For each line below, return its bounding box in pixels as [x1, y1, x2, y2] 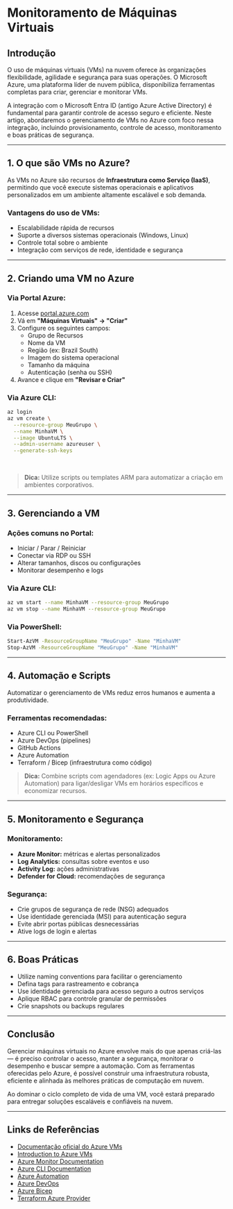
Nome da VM [27, 338, 66, 347]
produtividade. [7, 696, 49, 704]
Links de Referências [7, 1124, 100, 1136]
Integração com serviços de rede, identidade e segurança [17, 246, 184, 254]
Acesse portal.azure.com [17, 309, 89, 317]
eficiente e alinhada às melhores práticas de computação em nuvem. [7, 1076, 205, 1085]
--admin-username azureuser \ [13, 441, 101, 448]
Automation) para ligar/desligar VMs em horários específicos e [24, 779, 204, 787]
